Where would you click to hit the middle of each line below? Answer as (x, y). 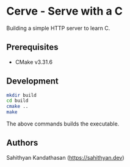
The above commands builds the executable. (63, 124)
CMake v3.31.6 (34, 62)
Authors (22, 143)
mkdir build (21, 95)
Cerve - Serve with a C (65, 11)
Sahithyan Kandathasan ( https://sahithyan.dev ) (65, 157)
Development (33, 81)
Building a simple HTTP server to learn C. (58, 28)
